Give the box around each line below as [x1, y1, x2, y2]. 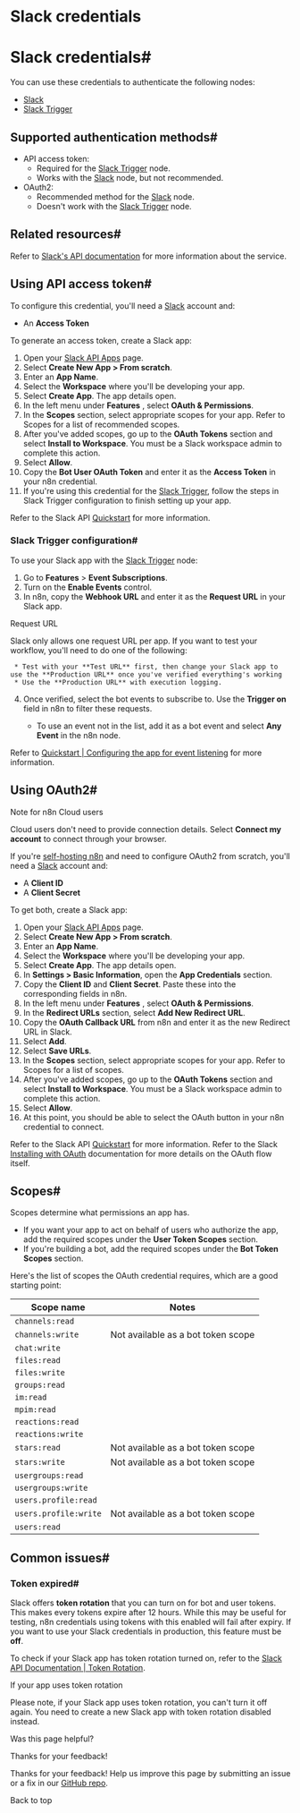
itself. [10, 1157, 30, 1169]
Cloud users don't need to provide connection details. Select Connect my [10, 823, 282, 834]
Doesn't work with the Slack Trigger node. [36, 200, 192, 211]
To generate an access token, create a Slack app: [10, 335, 192, 345]
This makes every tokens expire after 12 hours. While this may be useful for [10, 1607, 287, 1618]
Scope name [30, 1301, 86, 1314]
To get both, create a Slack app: [10, 904, 128, 915]
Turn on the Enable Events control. [22, 582, 153, 592]
